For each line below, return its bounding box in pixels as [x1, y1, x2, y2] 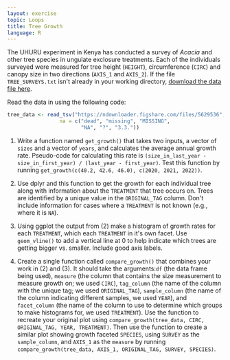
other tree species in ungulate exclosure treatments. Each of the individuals [7, 56, 221, 64]
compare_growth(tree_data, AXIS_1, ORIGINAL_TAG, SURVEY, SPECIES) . [16, 345, 216, 353]
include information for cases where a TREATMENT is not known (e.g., [16, 201, 208, 209]
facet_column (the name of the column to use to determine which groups [16, 301, 222, 309]
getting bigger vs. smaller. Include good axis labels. [16, 244, 163, 252]
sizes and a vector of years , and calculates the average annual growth [16, 144, 216, 152]
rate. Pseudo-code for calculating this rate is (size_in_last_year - [16, 151, 207, 159]
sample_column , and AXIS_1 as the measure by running [16, 337, 166, 346]
